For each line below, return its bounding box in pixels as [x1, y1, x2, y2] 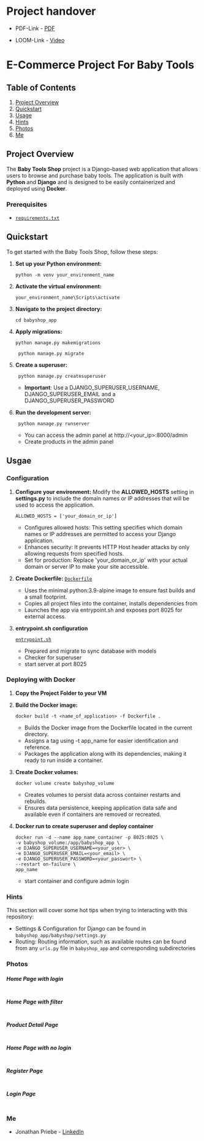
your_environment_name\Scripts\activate [15, 294, 120, 301]
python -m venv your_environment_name [15, 272, 115, 278]
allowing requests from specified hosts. [24, 550, 124, 557]
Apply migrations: [15, 328, 62, 335]
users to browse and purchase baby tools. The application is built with [6, 172, 184, 179]
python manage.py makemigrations [15, 339, 101, 346]
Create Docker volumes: [15, 768, 78, 775]
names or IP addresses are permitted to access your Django [24, 530, 176, 537]
